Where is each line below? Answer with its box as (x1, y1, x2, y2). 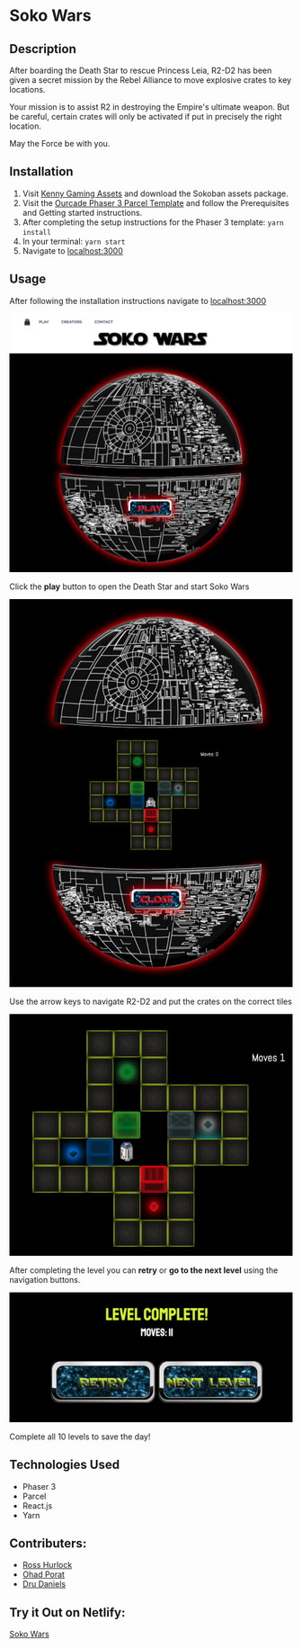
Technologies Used (9, 1457, 120, 1473)
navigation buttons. (9, 1274, 81, 1285)
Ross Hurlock (22, 1560, 73, 1571)
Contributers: (9, 1536, 87, 1551)
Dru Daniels (22, 1579, 66, 1590)
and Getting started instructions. (22, 207, 143, 218)
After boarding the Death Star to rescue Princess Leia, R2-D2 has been (9, 65, 272, 76)
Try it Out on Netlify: (9, 1605, 126, 1620)
